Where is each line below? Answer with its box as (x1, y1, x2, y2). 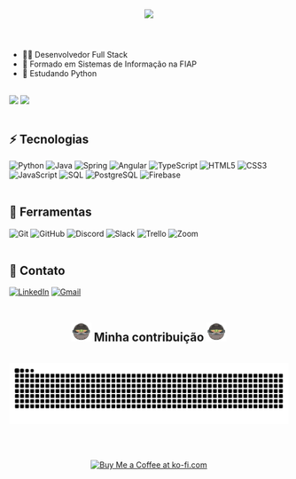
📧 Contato (9, 263, 66, 278)
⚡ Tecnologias (9, 132, 90, 147)
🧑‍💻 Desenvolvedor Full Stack (21, 49, 129, 59)
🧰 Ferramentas (9, 205, 92, 220)
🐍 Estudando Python (21, 67, 97, 78)
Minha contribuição (93, 329, 205, 344)
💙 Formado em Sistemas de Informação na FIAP (21, 59, 198, 69)
